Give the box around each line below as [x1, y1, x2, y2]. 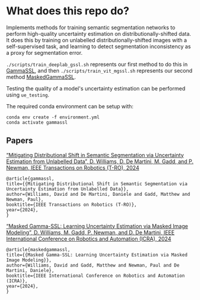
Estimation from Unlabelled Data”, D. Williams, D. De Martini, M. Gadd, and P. [6, 158, 194, 165]
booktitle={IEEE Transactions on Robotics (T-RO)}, [6, 201, 137, 208]
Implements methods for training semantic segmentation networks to [6, 24, 176, 31]
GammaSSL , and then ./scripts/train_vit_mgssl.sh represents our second [6, 67, 193, 74]
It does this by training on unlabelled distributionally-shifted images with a [6, 36, 187, 43]
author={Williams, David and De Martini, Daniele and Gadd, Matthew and [6, 191, 190, 197]
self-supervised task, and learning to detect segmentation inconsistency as [6, 43, 191, 50]
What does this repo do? [6, 4, 130, 18]
